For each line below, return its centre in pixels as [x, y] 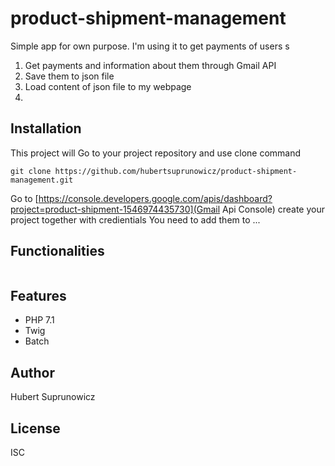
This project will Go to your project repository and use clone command [156, 153]
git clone [31, 171]
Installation [46, 128]
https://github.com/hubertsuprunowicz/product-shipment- [176, 171]
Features [38, 295]
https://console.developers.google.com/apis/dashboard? [155, 198]
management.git [42, 180]
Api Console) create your [273, 209]
